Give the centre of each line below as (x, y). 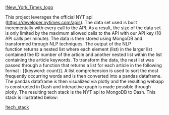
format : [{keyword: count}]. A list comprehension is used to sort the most (82, 71)
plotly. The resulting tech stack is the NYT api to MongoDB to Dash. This (80, 92)
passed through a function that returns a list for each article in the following (84, 65)
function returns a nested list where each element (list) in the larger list (79, 49)
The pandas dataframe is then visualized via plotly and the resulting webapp (84, 81)
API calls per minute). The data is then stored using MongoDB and (74, 38)
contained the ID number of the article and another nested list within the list (84, 54)
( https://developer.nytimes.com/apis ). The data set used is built (71, 22)
